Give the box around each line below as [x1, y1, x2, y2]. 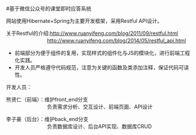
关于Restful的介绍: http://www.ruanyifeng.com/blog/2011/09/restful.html [6, 30, 178, 37]
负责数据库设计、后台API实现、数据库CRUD [46, 123, 152, 130]
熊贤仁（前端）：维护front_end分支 [6, 96, 88, 103]
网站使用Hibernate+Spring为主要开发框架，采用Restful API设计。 [6, 17, 163, 24]
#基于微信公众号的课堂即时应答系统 [6, 5, 92, 12]
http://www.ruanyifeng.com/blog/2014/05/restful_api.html [47, 37, 186, 44]
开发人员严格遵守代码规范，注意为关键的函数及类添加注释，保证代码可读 [14, 64, 189, 71]
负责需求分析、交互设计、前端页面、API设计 [46, 104, 153, 110]
